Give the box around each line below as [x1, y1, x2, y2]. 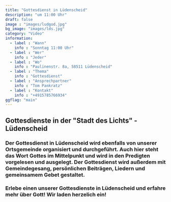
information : [5, 36, 33, 41]
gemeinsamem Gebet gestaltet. [5, 171, 85, 178]
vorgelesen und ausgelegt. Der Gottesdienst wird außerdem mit [5, 158, 166, 165]
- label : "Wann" [10, 41, 47, 46]
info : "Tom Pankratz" [14, 83, 63, 88]
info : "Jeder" [14, 54, 47, 60]
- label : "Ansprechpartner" [10, 78, 72, 83]
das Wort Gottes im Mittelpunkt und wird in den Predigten [5, 152, 150, 159]
